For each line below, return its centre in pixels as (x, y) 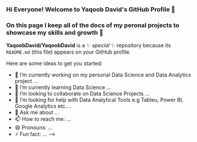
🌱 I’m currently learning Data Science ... (63, 87)
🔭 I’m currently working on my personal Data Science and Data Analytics (103, 75)
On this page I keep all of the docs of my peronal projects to (93, 25)
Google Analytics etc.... (43, 106)
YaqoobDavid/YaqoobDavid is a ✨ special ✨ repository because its (88, 45)
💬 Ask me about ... (37, 113)
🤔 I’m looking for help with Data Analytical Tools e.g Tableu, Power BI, (99, 100)
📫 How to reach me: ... (43, 119)
